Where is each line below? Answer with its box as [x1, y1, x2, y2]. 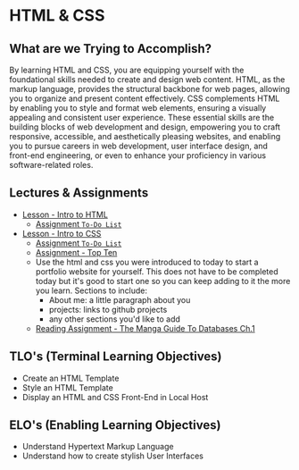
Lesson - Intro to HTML [21, 209, 109, 220]
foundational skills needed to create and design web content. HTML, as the [9, 74, 286, 85]
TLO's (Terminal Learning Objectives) [9, 349, 222, 365]
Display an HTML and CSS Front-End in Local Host [21, 391, 209, 402]
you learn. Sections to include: [35, 285, 148, 296]
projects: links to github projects [48, 304, 168, 315]
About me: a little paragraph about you [48, 294, 191, 305]
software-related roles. [9, 160, 94, 170]
